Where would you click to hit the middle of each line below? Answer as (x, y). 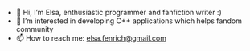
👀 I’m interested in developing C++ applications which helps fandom (129, 21)
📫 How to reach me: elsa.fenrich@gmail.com (91, 38)
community (35, 29)
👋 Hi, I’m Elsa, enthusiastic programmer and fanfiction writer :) (119, 12)
